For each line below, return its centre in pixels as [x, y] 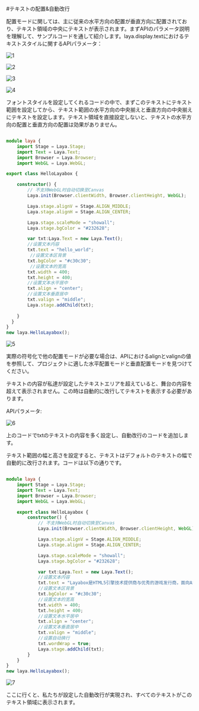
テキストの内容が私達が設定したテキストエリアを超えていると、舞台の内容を [99, 384]
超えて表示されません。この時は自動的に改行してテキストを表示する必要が [97, 391]
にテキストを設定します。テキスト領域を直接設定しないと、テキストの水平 [96, 117]
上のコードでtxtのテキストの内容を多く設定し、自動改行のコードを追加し [95, 435]
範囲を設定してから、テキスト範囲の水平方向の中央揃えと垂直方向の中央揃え [99, 110]
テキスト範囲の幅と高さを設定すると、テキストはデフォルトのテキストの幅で [99, 456]
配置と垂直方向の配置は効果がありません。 [68, 124]
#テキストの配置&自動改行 [38, 9]
